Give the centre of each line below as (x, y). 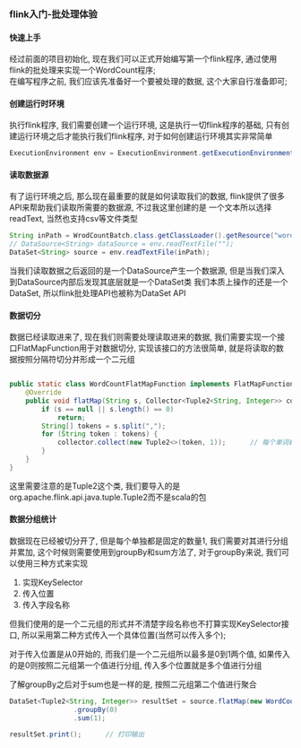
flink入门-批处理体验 (54, 13)
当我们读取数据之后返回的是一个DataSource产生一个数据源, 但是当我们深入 (147, 271)
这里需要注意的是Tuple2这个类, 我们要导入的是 (95, 485)
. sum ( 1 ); (89, 718)
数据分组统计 (33, 519)
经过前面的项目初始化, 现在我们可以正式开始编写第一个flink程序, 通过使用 (143, 59)
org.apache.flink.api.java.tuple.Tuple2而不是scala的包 (108, 497)
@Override (44, 393)
